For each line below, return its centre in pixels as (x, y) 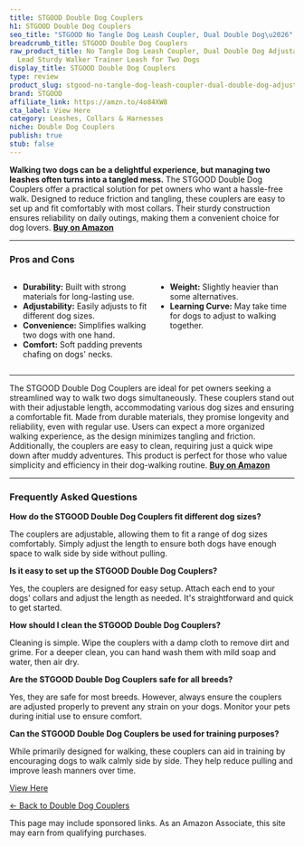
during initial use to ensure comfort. (76, 717)
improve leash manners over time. (73, 771)
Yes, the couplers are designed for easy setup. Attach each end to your (142, 588)
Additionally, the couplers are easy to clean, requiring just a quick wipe (141, 446)
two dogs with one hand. (69, 335)
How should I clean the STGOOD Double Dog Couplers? (115, 625)
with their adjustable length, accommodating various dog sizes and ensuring (152, 407)
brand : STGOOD (36, 93)
